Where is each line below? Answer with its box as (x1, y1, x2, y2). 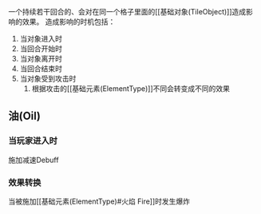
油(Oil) (8, 109, 42, 123)
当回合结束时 (19, 64, 62, 73)
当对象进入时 (19, 34, 62, 43)
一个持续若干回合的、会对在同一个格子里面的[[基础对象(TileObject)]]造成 (8, 7, 247, 16)
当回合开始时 (19, 44, 62, 53)
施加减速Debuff (8, 155, 59, 164)
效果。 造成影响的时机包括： (22, 17, 116, 26)
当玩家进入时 (8, 135, 58, 146)
